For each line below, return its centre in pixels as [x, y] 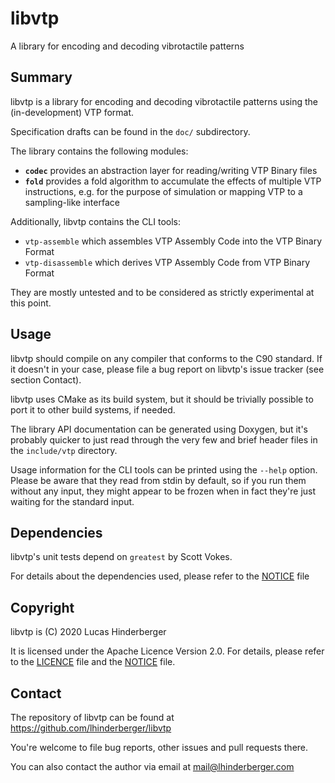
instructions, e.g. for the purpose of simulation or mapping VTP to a [163, 191]
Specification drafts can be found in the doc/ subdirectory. [130, 131]
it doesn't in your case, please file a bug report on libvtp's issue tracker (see [167, 369]
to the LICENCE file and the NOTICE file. [93, 662]
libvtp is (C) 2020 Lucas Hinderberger [88, 632]
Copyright [42, 607]
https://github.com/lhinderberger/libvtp [91, 728]
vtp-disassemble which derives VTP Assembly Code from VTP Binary [167, 262]
